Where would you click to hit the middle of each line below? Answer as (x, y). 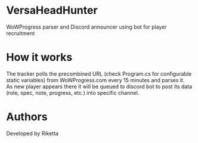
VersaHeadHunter (52, 10)
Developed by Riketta (32, 133)
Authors (27, 117)
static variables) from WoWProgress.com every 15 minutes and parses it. (95, 80)
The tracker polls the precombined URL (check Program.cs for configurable (99, 74)
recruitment (20, 33)
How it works (39, 57)
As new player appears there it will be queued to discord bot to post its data (99, 86)
